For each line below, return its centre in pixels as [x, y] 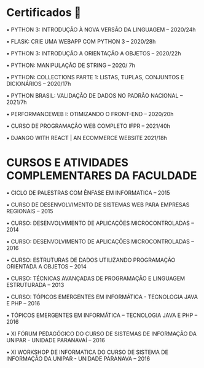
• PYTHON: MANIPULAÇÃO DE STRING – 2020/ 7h [71, 65]
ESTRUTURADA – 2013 [35, 284]
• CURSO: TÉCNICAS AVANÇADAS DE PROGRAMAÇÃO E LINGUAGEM [96, 278]
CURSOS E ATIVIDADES [68, 163]
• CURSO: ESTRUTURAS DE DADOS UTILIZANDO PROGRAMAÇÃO [91, 260]
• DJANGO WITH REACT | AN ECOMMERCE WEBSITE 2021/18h [87, 138]
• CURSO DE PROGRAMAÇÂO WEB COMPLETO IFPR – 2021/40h [88, 126]
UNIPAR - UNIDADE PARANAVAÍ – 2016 [56, 340]
